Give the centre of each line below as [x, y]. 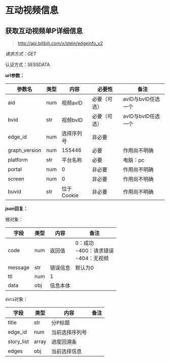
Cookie [70, 195]
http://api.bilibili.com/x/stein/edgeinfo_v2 [60, 43]
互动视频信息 [32, 10]
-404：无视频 [92, 258]
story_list [18, 341]
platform [18, 160]
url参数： [15, 75]
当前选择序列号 [69, 332]
